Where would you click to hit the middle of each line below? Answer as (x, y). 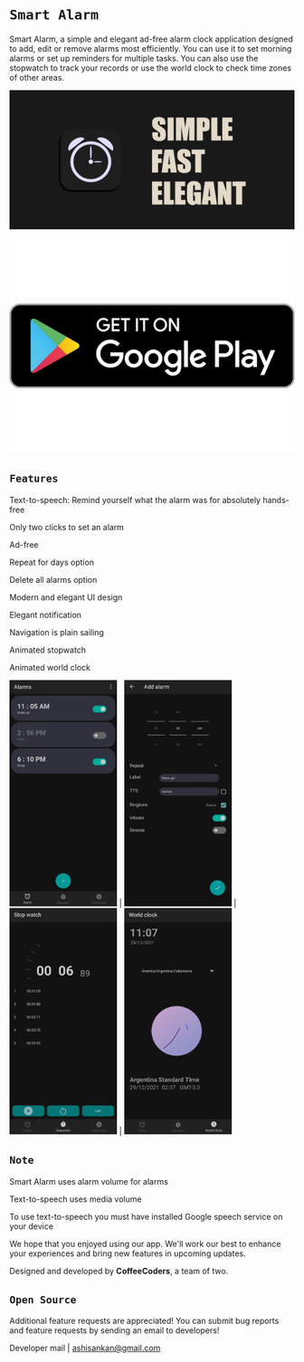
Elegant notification (46, 614)
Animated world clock (50, 667)
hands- (275, 500)
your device (32, 1226)
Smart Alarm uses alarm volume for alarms (89, 1181)
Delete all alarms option (53, 579)
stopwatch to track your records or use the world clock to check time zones (151, 68)
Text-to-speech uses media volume (76, 1199)
